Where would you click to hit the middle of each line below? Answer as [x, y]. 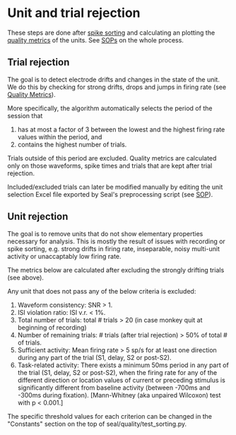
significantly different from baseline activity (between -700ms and [114, 388]
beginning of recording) [52, 327]
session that [25, 115]
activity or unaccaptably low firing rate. [64, 256]
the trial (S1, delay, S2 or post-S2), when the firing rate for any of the [117, 372]
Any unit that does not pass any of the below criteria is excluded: [102, 291]
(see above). [26, 277]
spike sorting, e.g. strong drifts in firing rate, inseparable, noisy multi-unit [114, 248]
